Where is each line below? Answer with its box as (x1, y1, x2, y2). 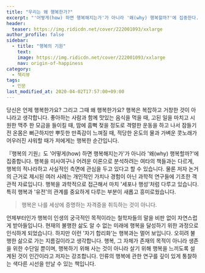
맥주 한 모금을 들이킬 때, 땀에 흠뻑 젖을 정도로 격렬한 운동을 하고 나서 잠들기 (17, 121, 197, 129)
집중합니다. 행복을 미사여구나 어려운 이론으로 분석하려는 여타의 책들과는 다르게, (6, 157, 195, 165)
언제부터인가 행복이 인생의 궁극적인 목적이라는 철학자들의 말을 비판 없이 (6, 214, 176, 221)
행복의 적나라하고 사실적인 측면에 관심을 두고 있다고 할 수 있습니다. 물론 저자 (6, 165, 188, 172)
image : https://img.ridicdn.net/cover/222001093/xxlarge (17, 54, 166, 61)
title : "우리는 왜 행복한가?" (6, 9, 73, 15)
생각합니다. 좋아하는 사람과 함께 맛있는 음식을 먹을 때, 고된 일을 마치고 (22, 114, 189, 121)
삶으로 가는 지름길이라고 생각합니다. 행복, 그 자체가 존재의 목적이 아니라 (17, 237, 188, 244)
